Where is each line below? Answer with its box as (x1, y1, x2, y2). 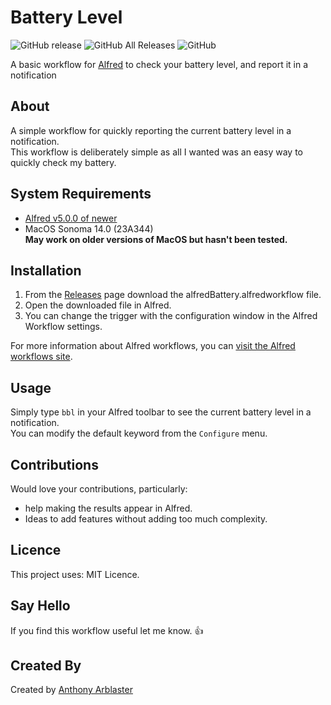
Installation (10, 262, 82, 279)
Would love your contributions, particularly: (10, 483, 188, 495)
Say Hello (10, 597, 71, 615)
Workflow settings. (24, 321, 103, 333)
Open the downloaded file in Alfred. (24, 299, 172, 311)
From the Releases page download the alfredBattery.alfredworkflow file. (24, 289, 322, 301)
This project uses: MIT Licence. (10, 568, 140, 580)
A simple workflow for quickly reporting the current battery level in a (10, 124, 292, 136)
